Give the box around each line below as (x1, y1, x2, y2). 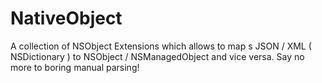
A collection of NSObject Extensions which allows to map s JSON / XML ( (10, 40, 312, 52)
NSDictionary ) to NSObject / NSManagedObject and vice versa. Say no (10, 50, 305, 62)
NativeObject (10, 7, 123, 30)
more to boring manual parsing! (10, 61, 140, 73)
